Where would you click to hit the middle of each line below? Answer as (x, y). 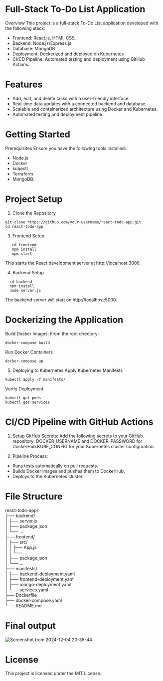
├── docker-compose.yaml (34, 600)
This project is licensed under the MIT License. (53, 674)
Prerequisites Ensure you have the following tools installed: (66, 148)
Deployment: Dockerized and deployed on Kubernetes (68, 54)
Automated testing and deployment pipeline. (58, 114)
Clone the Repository (34, 213)
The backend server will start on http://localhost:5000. (61, 300)
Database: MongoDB (34, 48)
